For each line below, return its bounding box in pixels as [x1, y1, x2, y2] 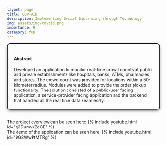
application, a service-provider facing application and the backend [14, 92, 147, 98]
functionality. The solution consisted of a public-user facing [14, 87, 133, 93]
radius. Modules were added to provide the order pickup [33, 82, 147, 88]
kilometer [14, 82, 33, 88]
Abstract [14, 55, 32, 61]
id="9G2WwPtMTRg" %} [7, 134, 57, 140]
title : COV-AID [7, 12, 38, 17]
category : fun [7, 30, 36, 35]
